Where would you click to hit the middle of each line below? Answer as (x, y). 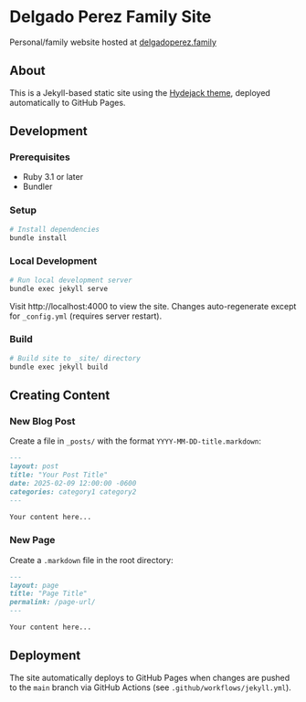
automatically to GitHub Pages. (68, 102)
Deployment (45, 656)
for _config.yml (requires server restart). (86, 316)
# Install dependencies (55, 229)
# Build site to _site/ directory (75, 358)
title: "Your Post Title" (58, 475)
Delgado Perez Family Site (111, 17)
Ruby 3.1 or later (53, 177)
